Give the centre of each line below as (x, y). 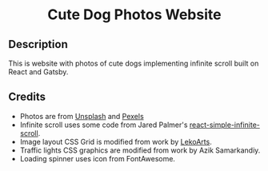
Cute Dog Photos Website (134, 15)
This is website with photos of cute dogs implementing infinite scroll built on (134, 63)
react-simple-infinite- (224, 125)
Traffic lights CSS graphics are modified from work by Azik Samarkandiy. (140, 150)
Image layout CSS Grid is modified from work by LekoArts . (116, 141)
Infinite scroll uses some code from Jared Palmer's (104, 125)
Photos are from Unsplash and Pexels (82, 116)
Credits (27, 97)
